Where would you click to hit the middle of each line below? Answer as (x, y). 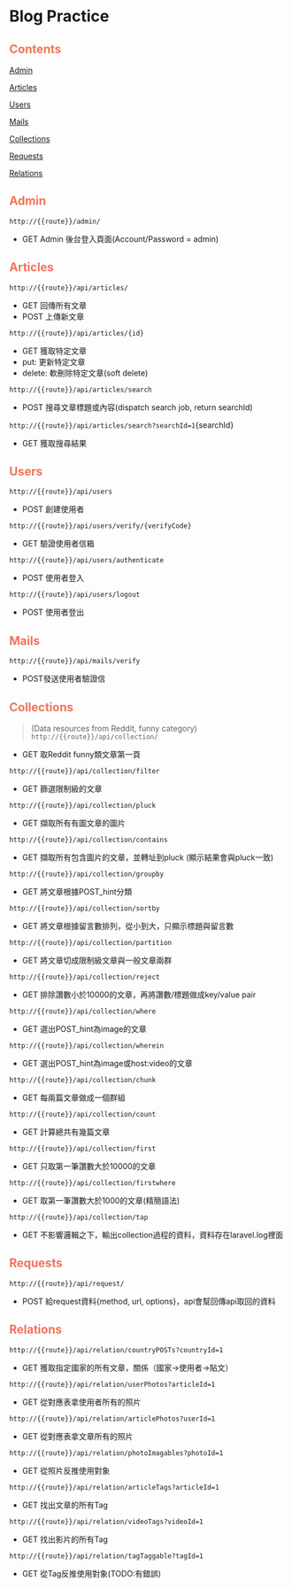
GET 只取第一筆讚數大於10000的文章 (89, 1166)
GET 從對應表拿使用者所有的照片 (81, 1402)
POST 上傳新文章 (53, 316)
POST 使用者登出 (53, 612)
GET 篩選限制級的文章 (62, 789)
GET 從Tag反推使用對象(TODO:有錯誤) (92, 1573)
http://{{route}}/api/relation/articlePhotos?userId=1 (112, 1419)
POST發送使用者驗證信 (64, 678)
